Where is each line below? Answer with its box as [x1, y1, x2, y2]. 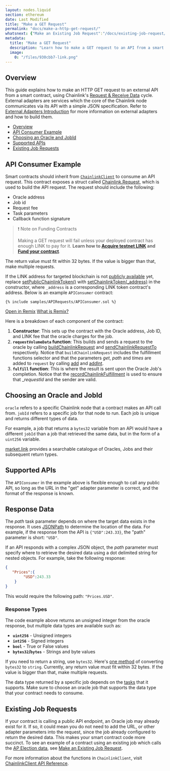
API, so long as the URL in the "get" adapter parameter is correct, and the [5, 485, 158, 491]
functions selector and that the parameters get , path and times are [12, 355, 152, 361]
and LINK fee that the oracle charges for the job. [12, 333, 114, 339]
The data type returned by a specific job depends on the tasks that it [5, 679, 148, 685]
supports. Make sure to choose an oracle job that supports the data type [5, 685, 156, 691]
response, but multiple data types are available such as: [5, 623, 121, 629]
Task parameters [12, 210, 48, 216]
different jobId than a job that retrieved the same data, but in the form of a [5, 430, 160, 437]
